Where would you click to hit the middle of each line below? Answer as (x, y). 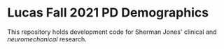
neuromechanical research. (47, 39)
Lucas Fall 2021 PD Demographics (108, 13)
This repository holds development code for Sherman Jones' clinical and (112, 32)
